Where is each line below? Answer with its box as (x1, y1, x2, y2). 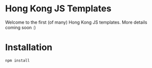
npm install (5, 58, 30, 63)
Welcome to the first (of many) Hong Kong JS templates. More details (5, 19, 148, 25)
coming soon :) (5, 24, 36, 30)
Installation (5, 42, 53, 53)
